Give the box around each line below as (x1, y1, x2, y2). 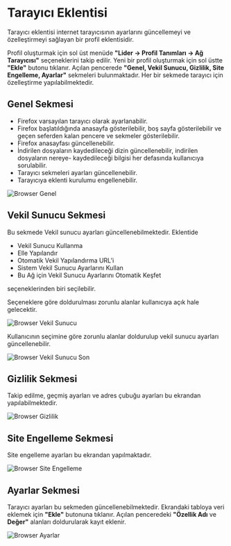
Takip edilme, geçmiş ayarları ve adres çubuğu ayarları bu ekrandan (7, 391, 201, 400)
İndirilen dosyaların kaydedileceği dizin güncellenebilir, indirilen (17, 146, 198, 154)
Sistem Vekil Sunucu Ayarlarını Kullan (17, 263, 123, 272)
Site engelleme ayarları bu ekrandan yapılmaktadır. (7, 451, 152, 459)
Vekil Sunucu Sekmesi (7, 210, 106, 222)
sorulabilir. (17, 161, 47, 169)
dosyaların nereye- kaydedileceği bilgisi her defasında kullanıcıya (17, 154, 204, 162)
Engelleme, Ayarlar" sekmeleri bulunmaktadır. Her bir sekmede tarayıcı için (7, 71, 223, 79)
